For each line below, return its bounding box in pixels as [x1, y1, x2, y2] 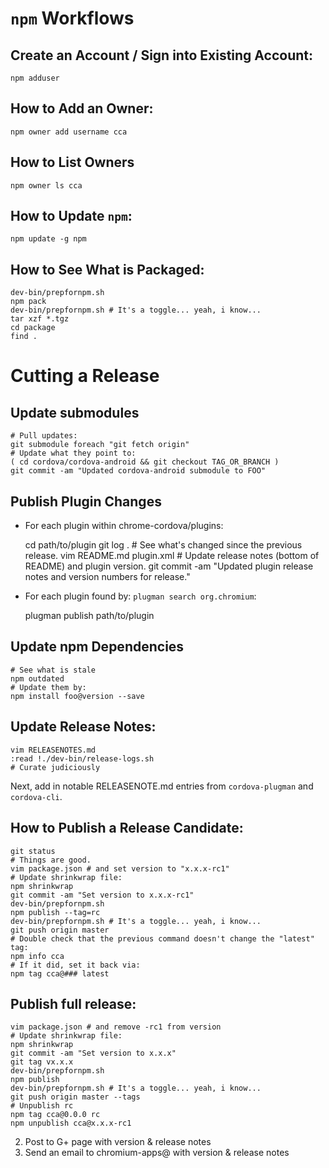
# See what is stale [10, 665, 97, 675]
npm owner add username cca [10, 127, 128, 137]
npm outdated [10, 673, 65, 684]
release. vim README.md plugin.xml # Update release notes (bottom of [24, 550, 320, 562]
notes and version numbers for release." [24, 571, 191, 583]
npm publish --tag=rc [10, 907, 101, 917]
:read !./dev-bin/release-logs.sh [10, 753, 155, 764]
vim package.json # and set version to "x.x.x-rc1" [10, 863, 230, 874]
